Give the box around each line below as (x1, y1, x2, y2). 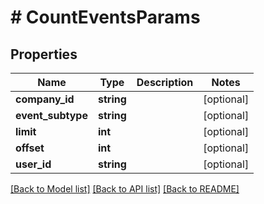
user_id (15, 157, 52, 171)
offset (15, 141, 45, 155)
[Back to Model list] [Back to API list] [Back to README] (10, 183, 240, 195)
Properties (10, 46, 78, 63)
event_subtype (15, 109, 88, 122)
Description (136, 76, 194, 89)
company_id (15, 92, 75, 106)
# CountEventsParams (10, 6, 201, 29)
